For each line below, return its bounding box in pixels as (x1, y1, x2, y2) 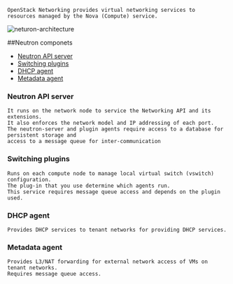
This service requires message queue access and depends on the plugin (7, 188, 220, 195)
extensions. (7, 114, 42, 121)
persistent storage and (7, 132, 77, 139)
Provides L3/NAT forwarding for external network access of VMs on (7, 258, 209, 265)
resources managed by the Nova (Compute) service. (7, 13, 158, 20)
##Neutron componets (7, 38, 73, 47)
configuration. (7, 176, 52, 183)
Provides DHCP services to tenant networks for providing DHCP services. (7, 226, 227, 233)
